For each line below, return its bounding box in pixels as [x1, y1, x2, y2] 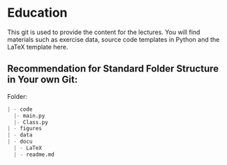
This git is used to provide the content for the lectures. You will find [7, 28, 200, 36]
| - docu [7, 138, 33, 146]
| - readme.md [13, 151, 54, 158]
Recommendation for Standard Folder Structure [7, 63, 219, 74]
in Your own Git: [7, 74, 78, 86]
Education [7, 5, 68, 21]
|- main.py [13, 112, 45, 119]
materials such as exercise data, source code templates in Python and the [7, 35, 220, 43]
